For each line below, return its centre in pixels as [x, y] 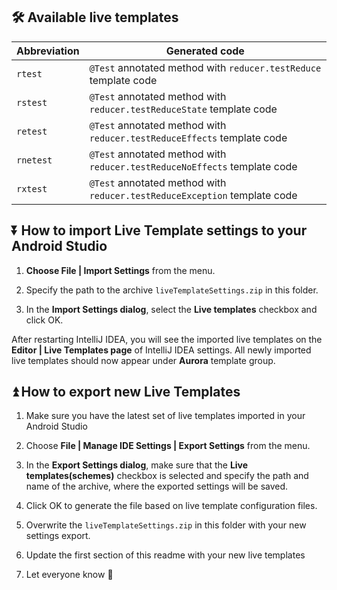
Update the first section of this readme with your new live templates [165, 555]
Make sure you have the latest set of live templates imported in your [165, 416]
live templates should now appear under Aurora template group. [143, 360]
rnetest [34, 160]
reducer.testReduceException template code [193, 195]
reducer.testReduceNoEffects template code [193, 166]
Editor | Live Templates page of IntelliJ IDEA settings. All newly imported [161, 350]
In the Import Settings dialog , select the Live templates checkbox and [171, 309]
